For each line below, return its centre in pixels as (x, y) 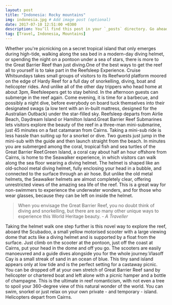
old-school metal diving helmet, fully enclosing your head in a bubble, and (83, 168)
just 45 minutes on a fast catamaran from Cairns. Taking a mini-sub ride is (83, 130)
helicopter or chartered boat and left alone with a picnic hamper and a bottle (86, 275)
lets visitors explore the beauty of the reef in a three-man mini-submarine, (83, 125)
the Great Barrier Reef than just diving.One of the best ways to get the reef (84, 65)
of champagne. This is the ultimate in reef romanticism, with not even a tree (85, 281)
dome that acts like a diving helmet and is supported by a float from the (81, 237)
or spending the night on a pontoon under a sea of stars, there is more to (82, 59)
